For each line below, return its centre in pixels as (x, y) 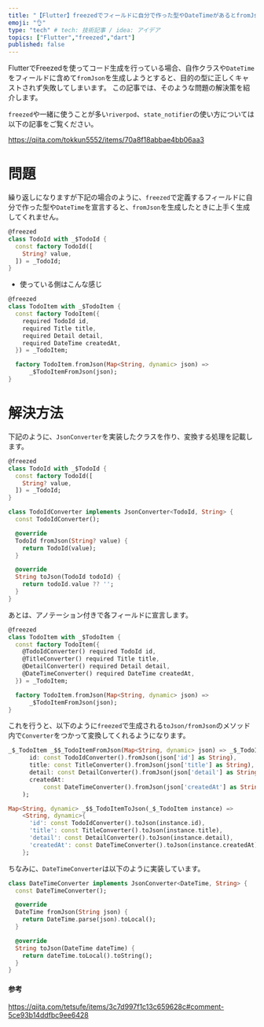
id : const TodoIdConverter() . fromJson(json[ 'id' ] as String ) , (133, 758)
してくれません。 (35, 217)
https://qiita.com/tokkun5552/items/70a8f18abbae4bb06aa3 (106, 140)
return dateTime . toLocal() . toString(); (88, 955)
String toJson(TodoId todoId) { (68, 577)
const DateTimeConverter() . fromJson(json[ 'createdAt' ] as (140, 787)
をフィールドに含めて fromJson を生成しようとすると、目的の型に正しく (122, 78)
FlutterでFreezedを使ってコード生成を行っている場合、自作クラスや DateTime (132, 68)
